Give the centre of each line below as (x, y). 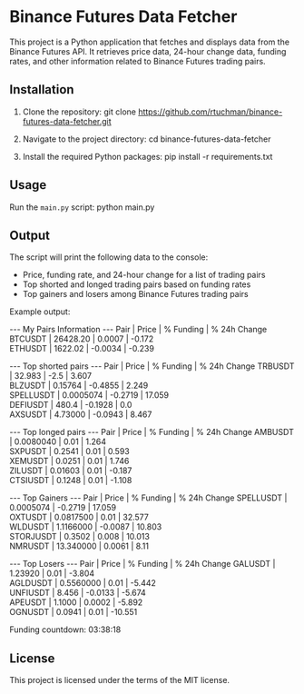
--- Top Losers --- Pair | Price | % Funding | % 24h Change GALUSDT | (142, 564)
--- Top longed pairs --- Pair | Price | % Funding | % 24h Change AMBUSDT (152, 432)
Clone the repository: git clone (79, 112)
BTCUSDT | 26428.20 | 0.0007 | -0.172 (82, 339)
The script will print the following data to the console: (109, 257)
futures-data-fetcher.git (67, 121)
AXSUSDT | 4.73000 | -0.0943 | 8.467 (81, 414)
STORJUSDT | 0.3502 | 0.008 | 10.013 (79, 537)
